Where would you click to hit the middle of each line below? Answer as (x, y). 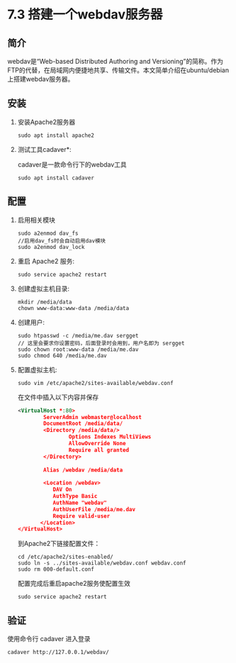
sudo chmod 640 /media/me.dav (62, 355)
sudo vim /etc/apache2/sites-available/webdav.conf (95, 383)
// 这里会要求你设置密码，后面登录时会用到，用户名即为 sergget (101, 343)
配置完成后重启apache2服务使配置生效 (74, 584)
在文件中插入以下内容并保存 (58, 397)
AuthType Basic (75, 496)
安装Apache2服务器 (46, 122)
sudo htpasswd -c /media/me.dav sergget (78, 335)
